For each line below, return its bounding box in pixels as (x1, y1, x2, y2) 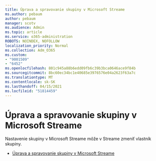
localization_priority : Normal (5, 43, 69, 48)
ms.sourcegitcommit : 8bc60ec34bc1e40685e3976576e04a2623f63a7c (5, 71, 136, 75)
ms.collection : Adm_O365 (5, 48, 55, 53)
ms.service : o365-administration (5, 35, 73, 39)
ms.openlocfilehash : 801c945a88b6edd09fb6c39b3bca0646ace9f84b (5, 66, 136, 71)
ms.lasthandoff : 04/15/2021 (5, 84, 62, 89)
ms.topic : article (5, 30, 42, 35)
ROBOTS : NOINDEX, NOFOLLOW (5, 39, 60, 44)
